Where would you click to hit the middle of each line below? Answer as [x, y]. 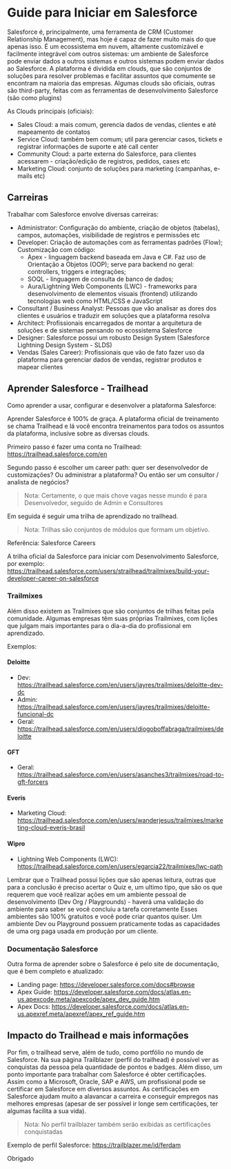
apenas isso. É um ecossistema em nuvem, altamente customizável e [106, 46]
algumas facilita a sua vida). [47, 1111]
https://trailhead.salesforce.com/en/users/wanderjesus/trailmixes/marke [120, 821]
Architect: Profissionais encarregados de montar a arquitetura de [109, 323]
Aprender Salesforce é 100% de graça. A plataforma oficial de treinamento [113, 418]
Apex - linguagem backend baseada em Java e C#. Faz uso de [117, 257]
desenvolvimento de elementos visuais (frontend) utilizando [112, 293]
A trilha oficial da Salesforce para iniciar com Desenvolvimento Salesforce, [113, 556]
